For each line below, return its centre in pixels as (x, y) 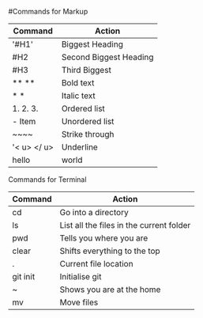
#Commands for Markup (48, 11)
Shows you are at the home (110, 290)
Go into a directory (94, 212)
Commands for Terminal (47, 180)
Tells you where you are (104, 238)
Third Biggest (86, 70)
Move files (79, 302)
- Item (24, 121)
